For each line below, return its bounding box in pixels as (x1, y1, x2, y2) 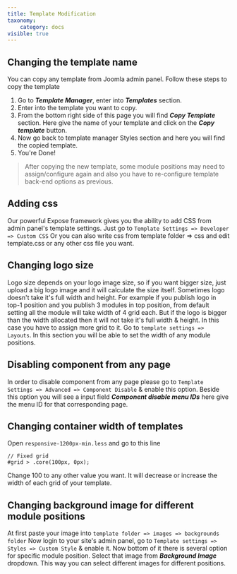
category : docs (20, 23, 65, 30)
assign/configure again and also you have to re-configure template (24, 170, 219, 179)
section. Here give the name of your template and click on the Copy (17, 119, 215, 127)
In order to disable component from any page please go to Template (7, 377, 204, 385)
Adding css (7, 198, 59, 210)
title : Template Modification (7, 10, 97, 18)
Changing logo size (7, 259, 94, 272)
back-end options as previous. (24, 177, 114, 186)
